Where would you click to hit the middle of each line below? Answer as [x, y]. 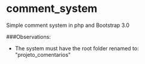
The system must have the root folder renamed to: [77, 48]
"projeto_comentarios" [43, 54]
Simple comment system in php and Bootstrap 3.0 [68, 25]
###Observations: [28, 36]
